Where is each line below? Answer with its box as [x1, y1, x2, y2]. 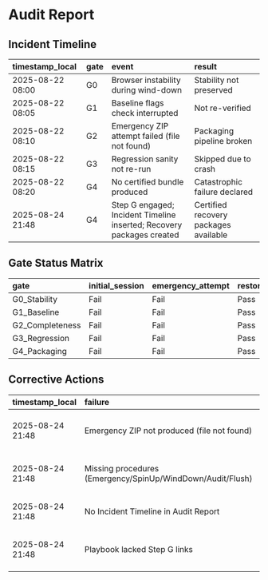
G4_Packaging [12, 345, 68, 356]
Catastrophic [194, 177, 243, 187]
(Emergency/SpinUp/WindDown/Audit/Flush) [84, 473, 253, 484]
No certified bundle [111, 177, 184, 187]
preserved [194, 85, 233, 95]
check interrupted [111, 108, 179, 118]
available [194, 229, 228, 240]
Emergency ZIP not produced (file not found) [84, 425, 253, 436]
